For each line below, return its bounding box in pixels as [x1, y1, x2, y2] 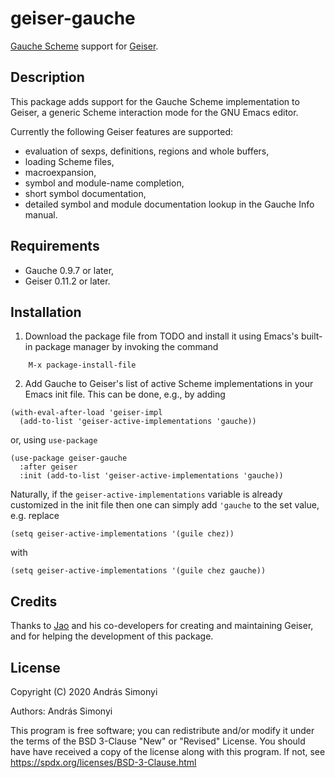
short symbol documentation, [24, 187, 147, 199]
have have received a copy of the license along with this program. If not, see [10, 746, 326, 757]
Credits [10, 593, 58, 610]
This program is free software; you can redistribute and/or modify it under [10, 725, 315, 736]
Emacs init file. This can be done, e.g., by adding [24, 388, 226, 401]
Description [10, 69, 85, 86]
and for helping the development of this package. [10, 630, 214, 642]
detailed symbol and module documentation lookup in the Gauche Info [24, 198, 315, 210]
